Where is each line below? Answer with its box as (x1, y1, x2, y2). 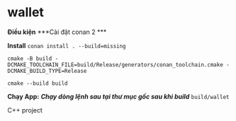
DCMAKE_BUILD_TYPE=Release (7, 67, 87, 74)
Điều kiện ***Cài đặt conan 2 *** (7, 28, 107, 36)
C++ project (7, 105, 43, 114)
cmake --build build (7, 79, 69, 87)
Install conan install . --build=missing (7, 41, 126, 50)
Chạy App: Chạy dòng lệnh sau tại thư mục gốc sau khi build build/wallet (7, 92, 230, 100)
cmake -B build (7, 54, 52, 62)
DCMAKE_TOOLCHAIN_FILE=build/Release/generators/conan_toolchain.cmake (7, 61, 223, 68)
